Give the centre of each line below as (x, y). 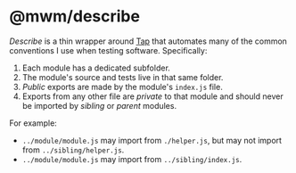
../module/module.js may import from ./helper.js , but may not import (152, 140)
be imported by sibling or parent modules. (99, 105)
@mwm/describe (75, 16)
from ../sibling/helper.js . (73, 150)
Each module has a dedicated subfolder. (96, 68)
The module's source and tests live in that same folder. (123, 77)
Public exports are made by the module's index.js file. (122, 86)
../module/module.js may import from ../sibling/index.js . (132, 159)
